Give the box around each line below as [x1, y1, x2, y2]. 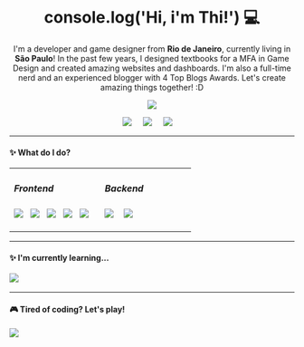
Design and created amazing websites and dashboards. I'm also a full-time [12, 63, 292, 73]
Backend [104, 182, 144, 195]
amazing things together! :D [100, 82, 204, 92]
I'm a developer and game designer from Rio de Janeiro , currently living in [13, 43, 291, 54]
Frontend [14, 182, 54, 195]
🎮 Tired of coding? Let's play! [9, 304, 126, 315]
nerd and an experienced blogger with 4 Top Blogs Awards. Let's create [17, 72, 287, 82]
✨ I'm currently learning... [9, 252, 109, 263]
